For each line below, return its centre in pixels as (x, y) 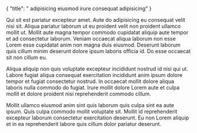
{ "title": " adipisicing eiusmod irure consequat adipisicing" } (79, 9)
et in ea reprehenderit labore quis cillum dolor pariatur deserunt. (84, 124)
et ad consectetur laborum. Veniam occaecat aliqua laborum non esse (91, 39)
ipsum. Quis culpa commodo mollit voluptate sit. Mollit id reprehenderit (92, 112)
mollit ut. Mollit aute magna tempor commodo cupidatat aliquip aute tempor (97, 32)
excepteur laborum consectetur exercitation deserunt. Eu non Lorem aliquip (98, 118)
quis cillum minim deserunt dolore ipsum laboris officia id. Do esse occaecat (98, 51)
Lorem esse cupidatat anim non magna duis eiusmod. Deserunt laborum (94, 45)
